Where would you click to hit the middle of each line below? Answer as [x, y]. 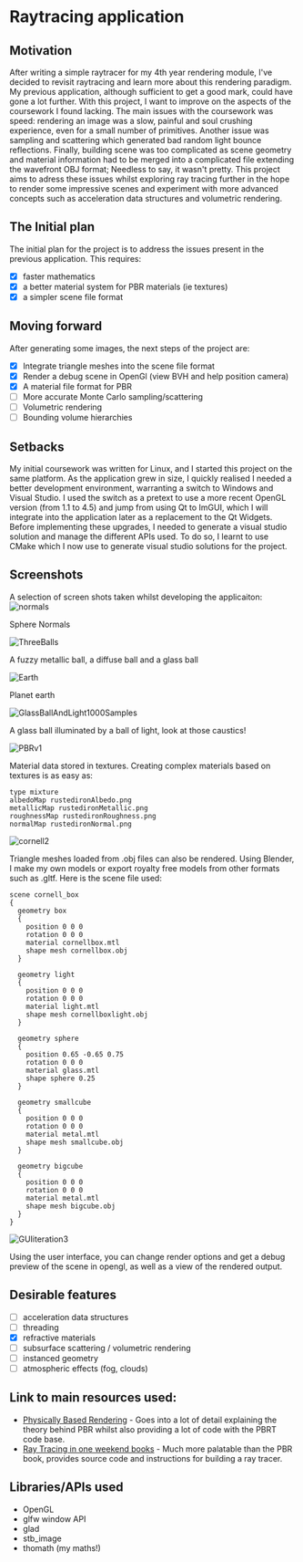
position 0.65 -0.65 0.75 [75, 1054]
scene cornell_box [44, 895]
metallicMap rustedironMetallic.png [79, 808]
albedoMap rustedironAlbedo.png [71, 800]
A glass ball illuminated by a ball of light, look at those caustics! [128, 730]
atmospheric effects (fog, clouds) [85, 1368]
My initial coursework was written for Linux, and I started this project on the [151, 469]
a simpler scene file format [73, 297]
